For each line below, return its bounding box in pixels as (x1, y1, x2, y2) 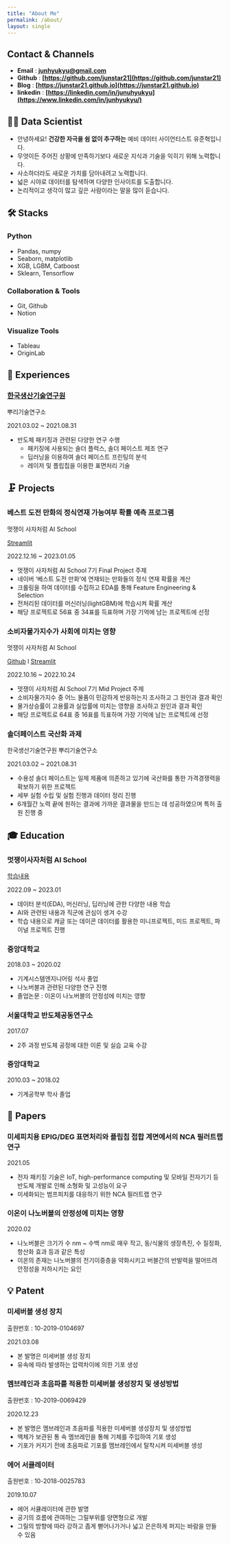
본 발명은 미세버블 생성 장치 (16, 1351, 91, 1360)
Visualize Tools (7, 326, 60, 335)
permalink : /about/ (7, 16, 63, 23)
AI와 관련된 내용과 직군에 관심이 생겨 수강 (16, 908, 128, 916)
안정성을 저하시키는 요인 (16, 1265, 82, 1273)
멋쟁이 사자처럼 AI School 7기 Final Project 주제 (16, 566, 147, 574)
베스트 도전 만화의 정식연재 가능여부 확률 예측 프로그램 (7, 508, 174, 517)
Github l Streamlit (7, 657, 56, 665)
